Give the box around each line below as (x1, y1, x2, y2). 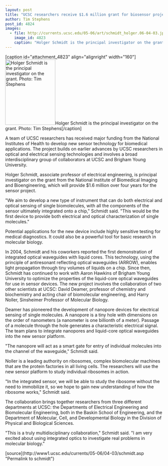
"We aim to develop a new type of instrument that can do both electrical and (5, 197, 162, 203)
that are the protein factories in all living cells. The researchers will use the (5, 363, 158, 369)
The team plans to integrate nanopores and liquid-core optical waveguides (5, 327, 159, 334)
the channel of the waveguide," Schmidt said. (5, 348, 99, 354)
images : (5, 26, 21, 31)
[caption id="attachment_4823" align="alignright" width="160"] (5, 54, 136, 60)
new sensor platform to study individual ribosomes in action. (5, 369, 130, 375)
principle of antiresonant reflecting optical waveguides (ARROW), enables (5, 259, 157, 265)
